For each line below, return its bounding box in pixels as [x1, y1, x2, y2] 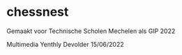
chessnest [6, 4, 69, 20]
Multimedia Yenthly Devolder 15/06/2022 [6, 40, 125, 48]
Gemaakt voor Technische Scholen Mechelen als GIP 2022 [6, 27, 176, 35]
